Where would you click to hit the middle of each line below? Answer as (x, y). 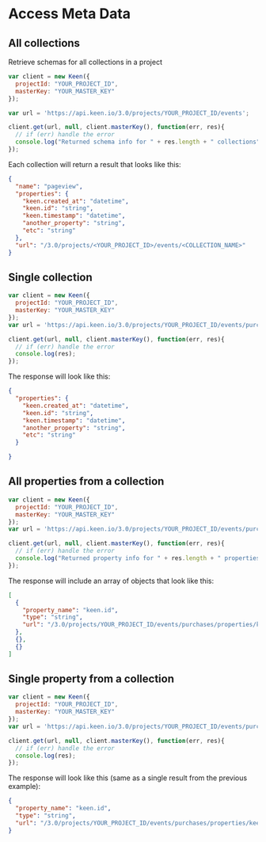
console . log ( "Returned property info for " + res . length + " (118, 558)
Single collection (50, 277)
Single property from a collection (91, 679)
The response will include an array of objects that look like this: (111, 581)
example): (25, 787)
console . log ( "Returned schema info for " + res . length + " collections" (138, 142)
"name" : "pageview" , (49, 186)
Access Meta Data (70, 14)
